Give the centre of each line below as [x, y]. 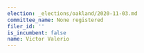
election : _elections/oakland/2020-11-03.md [72, 13]
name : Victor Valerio [38, 39]
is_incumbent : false [37, 33]
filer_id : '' [26, 26]
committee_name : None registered [55, 20]
